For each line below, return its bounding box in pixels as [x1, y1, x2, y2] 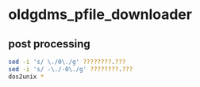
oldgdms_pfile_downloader [8, 6, 193, 24]
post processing [8, 37, 91, 51]
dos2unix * [8, 73, 44, 81]
